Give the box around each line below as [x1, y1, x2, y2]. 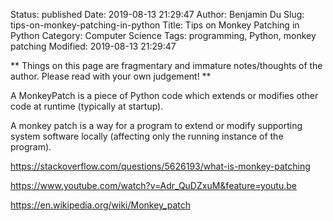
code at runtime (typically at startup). [10, 100, 164, 112]
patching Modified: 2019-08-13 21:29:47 [10, 40, 177, 52]
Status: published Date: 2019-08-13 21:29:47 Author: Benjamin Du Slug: [10, 9, 305, 20]
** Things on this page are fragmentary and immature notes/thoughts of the [10, 60, 323, 71]
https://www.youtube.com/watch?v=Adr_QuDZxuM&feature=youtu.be [10, 180, 297, 191]
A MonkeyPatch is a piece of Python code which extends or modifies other [10, 90, 319, 101]
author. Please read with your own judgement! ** [10, 70, 212, 82]
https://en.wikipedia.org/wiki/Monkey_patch [10, 199, 192, 211]
